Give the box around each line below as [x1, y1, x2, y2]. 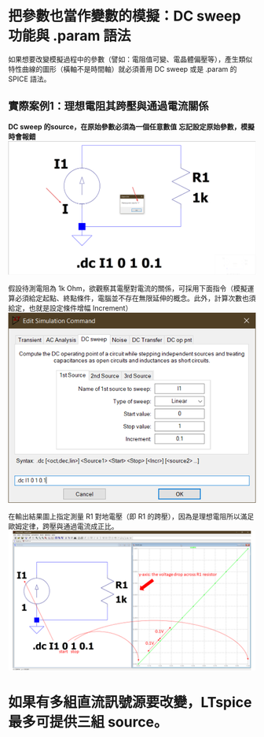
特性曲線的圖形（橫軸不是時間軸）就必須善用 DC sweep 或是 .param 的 [8, 64, 237, 73]
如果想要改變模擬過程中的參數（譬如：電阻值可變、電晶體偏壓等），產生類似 [8, 54, 253, 64]
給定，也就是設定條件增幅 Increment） [8, 303, 133, 312]
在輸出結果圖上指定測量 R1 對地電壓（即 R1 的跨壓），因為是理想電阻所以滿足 [8, 512, 255, 521]
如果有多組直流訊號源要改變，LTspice [8, 693, 252, 711]
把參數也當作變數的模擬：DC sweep [8, 7, 241, 25]
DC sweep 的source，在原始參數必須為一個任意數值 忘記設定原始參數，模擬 [8, 121, 255, 131]
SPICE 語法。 [8, 74, 51, 84]
